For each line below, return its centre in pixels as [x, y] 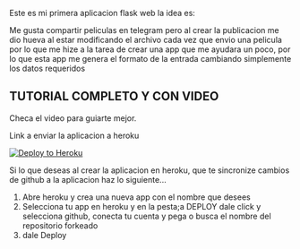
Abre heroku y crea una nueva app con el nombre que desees [136, 197]
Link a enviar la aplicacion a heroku [74, 135]
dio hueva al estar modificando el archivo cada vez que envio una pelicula [146, 40]
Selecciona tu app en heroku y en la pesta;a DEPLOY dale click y [141, 206]
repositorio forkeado [60, 225]
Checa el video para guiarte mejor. [73, 118]
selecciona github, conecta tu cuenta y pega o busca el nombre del [146, 216]
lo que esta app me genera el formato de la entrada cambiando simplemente [150, 59]
